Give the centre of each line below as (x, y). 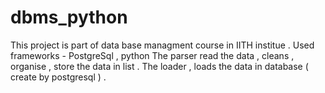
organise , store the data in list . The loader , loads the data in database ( (159, 66)
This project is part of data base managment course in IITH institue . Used (162, 45)
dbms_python (69, 17)
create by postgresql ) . (58, 77)
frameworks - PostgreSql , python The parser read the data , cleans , (152, 55)
